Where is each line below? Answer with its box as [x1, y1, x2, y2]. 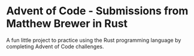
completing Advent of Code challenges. [6, 43, 104, 50]
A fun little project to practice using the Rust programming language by [6, 36, 181, 43]
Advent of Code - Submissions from [6, 4, 189, 18]
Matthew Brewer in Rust [6, 17, 128, 30]
